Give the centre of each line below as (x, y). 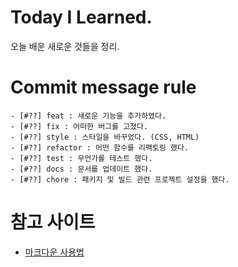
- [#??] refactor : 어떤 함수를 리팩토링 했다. (99, 147)
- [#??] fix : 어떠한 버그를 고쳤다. (79, 126)
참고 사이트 (53, 222)
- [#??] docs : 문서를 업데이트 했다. (81, 169)
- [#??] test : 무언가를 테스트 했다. (81, 158)
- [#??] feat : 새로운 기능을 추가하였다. (88, 116)
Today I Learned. (81, 17)
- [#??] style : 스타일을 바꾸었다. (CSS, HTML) (105, 137)
